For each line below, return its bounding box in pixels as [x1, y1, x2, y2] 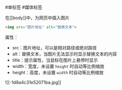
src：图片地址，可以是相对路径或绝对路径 [12, 45, 97, 50]
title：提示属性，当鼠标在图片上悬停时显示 [12, 57, 98, 63]
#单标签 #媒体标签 [5, 4, 42, 10]
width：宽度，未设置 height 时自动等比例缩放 [12, 63, 105, 69]
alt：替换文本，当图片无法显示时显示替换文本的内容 [12, 51, 117, 57]
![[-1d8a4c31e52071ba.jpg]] [5, 79, 62, 85]
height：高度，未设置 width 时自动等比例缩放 [12, 69, 104, 75]
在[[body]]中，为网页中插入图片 [5, 15, 70, 21]
